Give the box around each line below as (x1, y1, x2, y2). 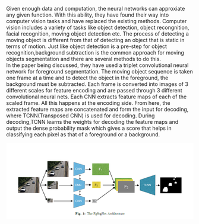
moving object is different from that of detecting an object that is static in (6, 37, 185, 43)
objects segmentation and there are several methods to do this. (6, 56, 162, 62)
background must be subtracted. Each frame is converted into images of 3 (6, 81, 189, 88)
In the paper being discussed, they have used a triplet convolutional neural (6, 62, 189, 69)
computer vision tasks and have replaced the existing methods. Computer (6, 18, 187, 24)
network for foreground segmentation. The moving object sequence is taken (6, 68, 193, 75)
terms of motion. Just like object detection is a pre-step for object (6, 43, 168, 50)
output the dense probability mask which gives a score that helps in (6, 124, 172, 132)
